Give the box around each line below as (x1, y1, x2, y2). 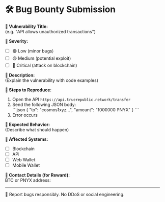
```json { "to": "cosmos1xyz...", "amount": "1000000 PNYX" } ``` (12, 107, 139, 113)
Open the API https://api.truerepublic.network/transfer (12, 97, 131, 102)
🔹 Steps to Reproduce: (5, 87, 52, 93)
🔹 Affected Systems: (5, 136, 48, 142)
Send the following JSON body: (12, 101, 76, 107)
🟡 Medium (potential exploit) (12, 55, 71, 61)
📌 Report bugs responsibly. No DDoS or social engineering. (5, 192, 125, 198)
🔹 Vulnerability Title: (5, 23, 48, 29)
